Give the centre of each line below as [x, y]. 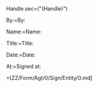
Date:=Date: [21, 55]
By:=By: [16, 20]
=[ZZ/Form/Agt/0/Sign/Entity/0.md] [49, 78]
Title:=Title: [20, 43]
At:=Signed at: [24, 66]
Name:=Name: [24, 32]
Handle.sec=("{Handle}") [37, 9]
